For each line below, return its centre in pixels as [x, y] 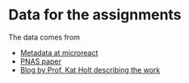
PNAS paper [41, 61]
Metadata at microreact [59, 52]
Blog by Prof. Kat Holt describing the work [90, 69]
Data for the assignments [95, 15]
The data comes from [44, 37]
